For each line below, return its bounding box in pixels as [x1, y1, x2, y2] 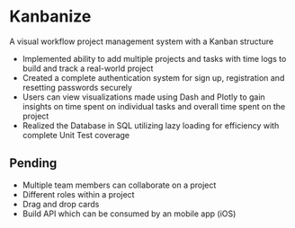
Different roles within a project [22, 189, 135, 199]
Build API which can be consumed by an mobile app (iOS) [22, 208, 237, 219]
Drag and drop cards [22, 198, 100, 209]
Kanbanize [9, 6, 92, 27]
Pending [9, 155, 58, 171]
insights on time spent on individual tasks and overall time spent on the [22, 101, 286, 111]
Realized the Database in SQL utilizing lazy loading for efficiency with [22, 119, 280, 131]
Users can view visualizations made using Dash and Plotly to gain [22, 92, 265, 102]
